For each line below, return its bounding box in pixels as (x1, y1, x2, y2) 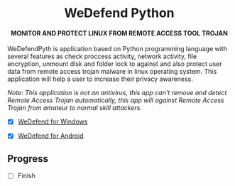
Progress (7, 153, 48, 165)
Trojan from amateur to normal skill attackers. (7, 104, 142, 112)
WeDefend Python (63, 5, 175, 21)
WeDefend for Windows (17, 117, 88, 126)
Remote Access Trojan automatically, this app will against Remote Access (7, 96, 225, 104)
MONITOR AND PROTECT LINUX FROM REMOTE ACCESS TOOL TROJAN (10, 28, 229, 37)
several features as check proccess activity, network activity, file (7, 52, 197, 61)
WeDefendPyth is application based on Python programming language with (7, 45, 227, 53)
